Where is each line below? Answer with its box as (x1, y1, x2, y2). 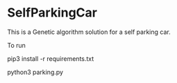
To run (7, 41, 26, 49)
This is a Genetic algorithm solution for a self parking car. (7, 28, 171, 36)
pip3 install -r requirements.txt (7, 54, 94, 63)
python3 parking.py (7, 68, 64, 76)
